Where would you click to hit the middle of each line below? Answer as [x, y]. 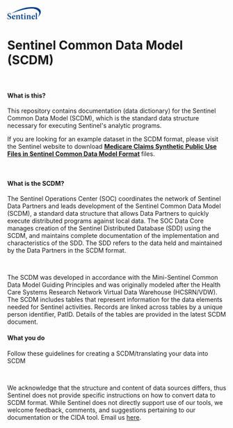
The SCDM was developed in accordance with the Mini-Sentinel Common [113, 278]
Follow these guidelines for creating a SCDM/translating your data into [108, 353]
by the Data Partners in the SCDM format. [67, 251]
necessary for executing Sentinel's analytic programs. [85, 126]
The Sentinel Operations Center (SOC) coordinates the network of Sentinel [114, 199]
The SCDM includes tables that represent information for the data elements [115, 300]
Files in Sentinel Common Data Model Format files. [81, 154]
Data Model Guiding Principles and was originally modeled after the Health [114, 285]
